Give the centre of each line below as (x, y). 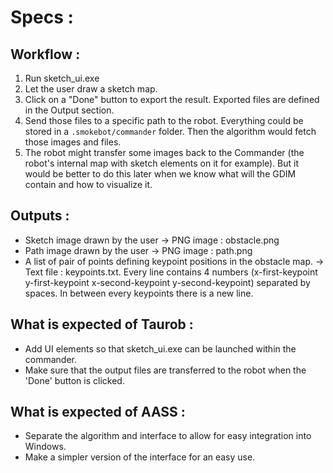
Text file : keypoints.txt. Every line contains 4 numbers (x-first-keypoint (171, 272)
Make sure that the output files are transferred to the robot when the (165, 370)
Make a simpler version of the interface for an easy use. (140, 457)
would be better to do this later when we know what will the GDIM (160, 174)
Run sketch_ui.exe (62, 78)
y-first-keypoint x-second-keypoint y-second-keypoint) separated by (167, 282)
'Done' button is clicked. (74, 380)
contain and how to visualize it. (88, 184)
